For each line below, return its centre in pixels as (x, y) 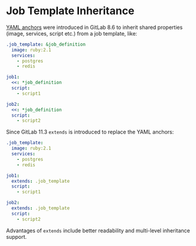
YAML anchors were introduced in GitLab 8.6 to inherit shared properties (94, 27)
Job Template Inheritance (70, 11)
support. (17, 237)
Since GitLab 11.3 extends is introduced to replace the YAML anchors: (90, 132)
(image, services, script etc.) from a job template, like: (72, 33)
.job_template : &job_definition (46, 44)
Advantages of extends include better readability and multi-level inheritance (98, 230)
